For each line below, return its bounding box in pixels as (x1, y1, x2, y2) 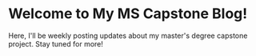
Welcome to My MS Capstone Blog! (8, 5, 248, 23)
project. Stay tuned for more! (8, 39, 104, 48)
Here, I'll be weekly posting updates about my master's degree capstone (8, 31, 248, 40)
